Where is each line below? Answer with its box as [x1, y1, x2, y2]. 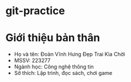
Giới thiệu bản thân [5, 31, 100, 45]
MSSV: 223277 [14, 57, 51, 64]
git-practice [5, 4, 65, 18]
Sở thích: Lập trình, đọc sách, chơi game [14, 70, 113, 77]
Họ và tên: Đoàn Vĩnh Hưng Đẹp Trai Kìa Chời [14, 51, 125, 58]
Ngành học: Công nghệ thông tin [14, 63, 94, 70]
